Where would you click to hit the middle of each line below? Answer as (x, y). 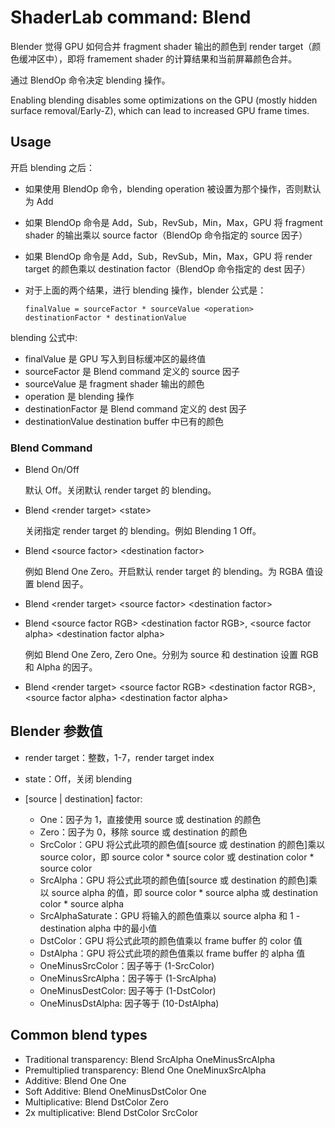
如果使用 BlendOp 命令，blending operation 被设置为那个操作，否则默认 (173, 188)
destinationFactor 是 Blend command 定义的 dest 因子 (136, 408)
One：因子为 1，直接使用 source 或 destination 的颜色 (150, 819)
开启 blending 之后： (53, 167)
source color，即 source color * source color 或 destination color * (177, 857)
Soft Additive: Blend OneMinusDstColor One (115, 1091)
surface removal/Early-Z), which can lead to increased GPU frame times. (160, 110)
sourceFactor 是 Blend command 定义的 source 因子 (132, 371)
